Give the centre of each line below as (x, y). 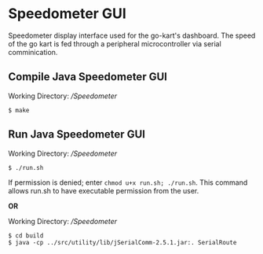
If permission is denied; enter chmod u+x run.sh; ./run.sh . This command (128, 182)
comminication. (33, 52)
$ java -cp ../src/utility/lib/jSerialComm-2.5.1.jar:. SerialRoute (122, 242)
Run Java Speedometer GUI (77, 134)
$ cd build (26, 236)
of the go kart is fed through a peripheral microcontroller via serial (115, 43)
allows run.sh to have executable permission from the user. (104, 190)
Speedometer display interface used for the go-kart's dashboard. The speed (132, 35)
